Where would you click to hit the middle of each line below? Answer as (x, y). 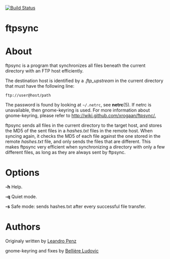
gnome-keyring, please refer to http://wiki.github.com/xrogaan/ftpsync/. (81, 116)
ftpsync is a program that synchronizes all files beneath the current (75, 65)
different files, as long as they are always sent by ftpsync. (65, 153)
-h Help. (14, 187)
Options (22, 173)
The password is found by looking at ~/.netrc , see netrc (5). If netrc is (78, 105)
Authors (23, 227)
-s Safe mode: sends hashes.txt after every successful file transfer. (76, 207)
